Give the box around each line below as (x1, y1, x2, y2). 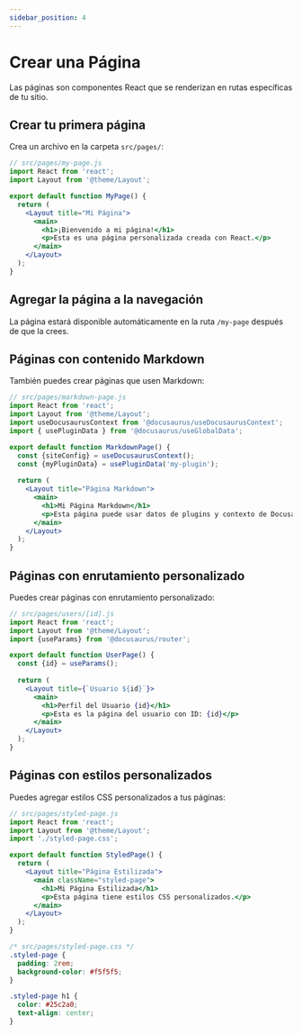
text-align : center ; (17, 1009, 94, 1018)
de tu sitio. (9, 91, 49, 102)
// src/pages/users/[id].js (9, 609, 115, 618)
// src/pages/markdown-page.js (9, 393, 127, 402)
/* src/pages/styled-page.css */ (9, 942, 135, 951)
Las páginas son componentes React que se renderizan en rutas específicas (9, 82, 293, 93)
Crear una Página (9, 51, 141, 72)
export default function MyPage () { (9, 192, 147, 201)
